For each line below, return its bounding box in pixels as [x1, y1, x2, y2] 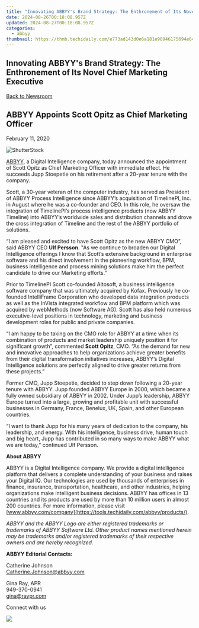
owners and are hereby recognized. [6, 538, 94, 546]
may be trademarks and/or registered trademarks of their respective [6, 532, 174, 540]
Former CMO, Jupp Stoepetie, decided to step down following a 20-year [6, 379, 182, 386]
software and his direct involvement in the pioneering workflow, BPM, [6, 256, 176, 264]
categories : [6, 25, 36, 31]
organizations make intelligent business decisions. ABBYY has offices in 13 [6, 489, 188, 496]
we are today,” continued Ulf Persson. [6, 441, 99, 448]
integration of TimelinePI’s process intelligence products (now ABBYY [6, 207, 176, 214]
